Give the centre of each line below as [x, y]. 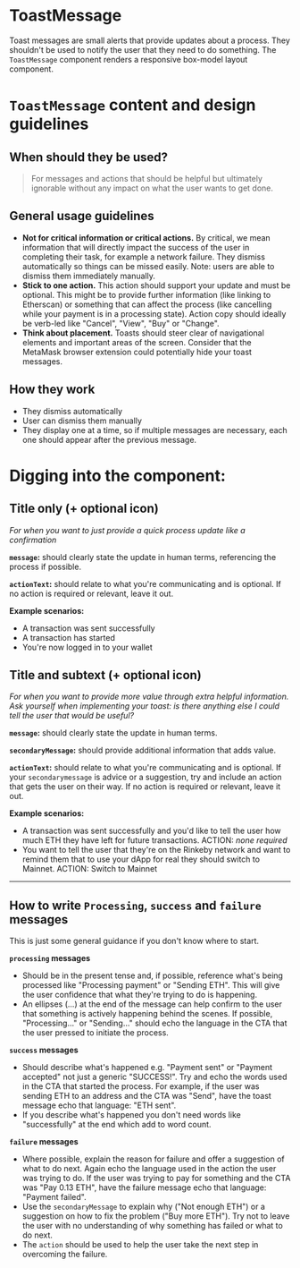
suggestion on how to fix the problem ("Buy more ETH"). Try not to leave [156, 1216]
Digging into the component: [117, 476]
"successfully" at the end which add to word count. [117, 1125]
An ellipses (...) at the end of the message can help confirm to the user [152, 1004]
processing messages [50, 958]
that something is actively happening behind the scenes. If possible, [147, 1014]
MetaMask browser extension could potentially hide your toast [137, 352]
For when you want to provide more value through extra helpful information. [149, 697]
